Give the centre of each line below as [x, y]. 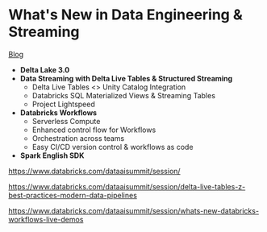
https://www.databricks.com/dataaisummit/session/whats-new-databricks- [134, 210]
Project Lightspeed [63, 104]
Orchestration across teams [78, 138]
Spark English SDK [52, 155]
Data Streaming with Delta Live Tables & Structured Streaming [126, 78]
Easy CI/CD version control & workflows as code [113, 147]
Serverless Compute [66, 121]
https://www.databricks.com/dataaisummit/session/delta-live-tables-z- [127, 186]
